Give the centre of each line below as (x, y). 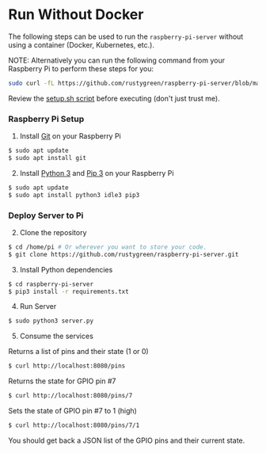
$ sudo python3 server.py (51, 321)
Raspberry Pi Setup (46, 119)
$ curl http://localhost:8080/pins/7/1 (74, 425)
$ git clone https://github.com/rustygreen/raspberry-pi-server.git (123, 254)
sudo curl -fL (32, 83)
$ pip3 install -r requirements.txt (68, 291)
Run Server (38, 306)
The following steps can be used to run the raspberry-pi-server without (126, 36)
